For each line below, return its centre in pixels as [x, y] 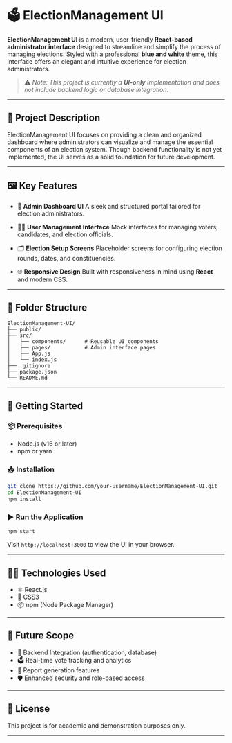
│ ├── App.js [29, 354]
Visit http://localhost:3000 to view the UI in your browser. [91, 545]
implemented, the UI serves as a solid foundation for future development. [111, 157]
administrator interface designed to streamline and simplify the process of [114, 46]
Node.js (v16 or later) [47, 444]
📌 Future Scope [41, 636]
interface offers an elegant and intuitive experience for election [97, 61]
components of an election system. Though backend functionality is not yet [115, 149]
